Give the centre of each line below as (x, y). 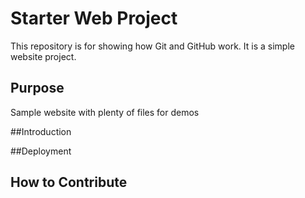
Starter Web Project (94, 18)
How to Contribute (69, 182)
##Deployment (41, 151)
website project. (43, 56)
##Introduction (41, 131)
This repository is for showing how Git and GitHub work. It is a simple (152, 46)
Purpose (37, 88)
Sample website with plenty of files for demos (105, 112)
